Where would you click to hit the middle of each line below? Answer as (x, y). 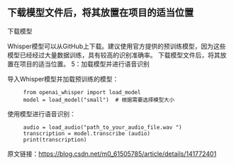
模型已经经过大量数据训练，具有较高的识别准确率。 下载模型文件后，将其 (114, 55)
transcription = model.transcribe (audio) (87, 133)
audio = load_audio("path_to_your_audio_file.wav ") (102, 127)
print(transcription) (55, 140)
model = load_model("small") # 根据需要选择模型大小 (99, 100)
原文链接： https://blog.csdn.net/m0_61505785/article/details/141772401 (112, 154)
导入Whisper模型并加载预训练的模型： (63, 79)
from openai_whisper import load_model (82, 92)
